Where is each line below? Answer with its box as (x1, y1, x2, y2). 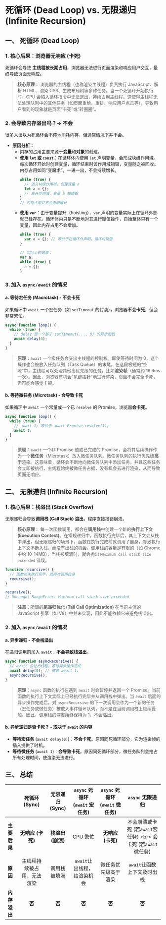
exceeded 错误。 (17, 557, 50, 563)
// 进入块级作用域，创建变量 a (24, 182, 80, 187)
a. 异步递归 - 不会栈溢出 (5, 637, 53, 643)
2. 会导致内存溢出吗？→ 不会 (5, 119, 73, 126)
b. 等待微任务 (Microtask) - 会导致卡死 (5, 392, 83, 398)
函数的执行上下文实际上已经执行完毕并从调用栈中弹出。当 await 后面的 (17, 693, 161, 699)
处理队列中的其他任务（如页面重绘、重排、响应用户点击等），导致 (21, 100, 154, 106)
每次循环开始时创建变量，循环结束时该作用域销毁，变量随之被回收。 (19, 161, 159, 167)
